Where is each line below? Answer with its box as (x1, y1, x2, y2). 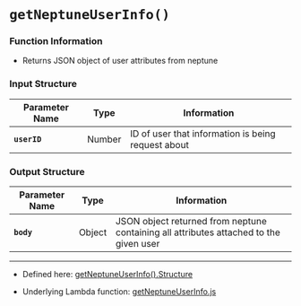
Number (86, 133, 122, 145)
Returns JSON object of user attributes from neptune (21, 56, 219, 66)
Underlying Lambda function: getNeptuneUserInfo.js (21, 286, 217, 297)
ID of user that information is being (129, 127, 276, 140)
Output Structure (9, 165, 85, 178)
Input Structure (9, 78, 78, 91)
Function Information (9, 35, 103, 48)
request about (129, 138, 190, 151)
